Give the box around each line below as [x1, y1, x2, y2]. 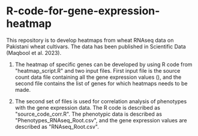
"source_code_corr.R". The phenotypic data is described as [14, 110, 162, 118]
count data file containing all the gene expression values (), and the [14, 73, 182, 81]
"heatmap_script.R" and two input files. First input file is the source [14, 67, 181, 74]
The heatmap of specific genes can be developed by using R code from [14, 61, 193, 68]
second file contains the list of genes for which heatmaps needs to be [14, 79, 188, 87]
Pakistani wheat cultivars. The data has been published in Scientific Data [6, 43, 186, 50]
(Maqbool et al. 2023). [6, 49, 62, 56]
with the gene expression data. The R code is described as [14, 104, 161, 111]
